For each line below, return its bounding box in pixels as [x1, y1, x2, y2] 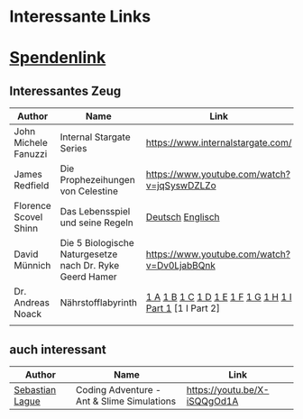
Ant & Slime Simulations [75, 395, 177, 407]
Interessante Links [9, 6, 151, 27]
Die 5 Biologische [60, 237, 135, 250]
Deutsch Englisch [145, 211, 220, 223]
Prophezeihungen [60, 174, 135, 187]
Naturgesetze [60, 248, 118, 260]
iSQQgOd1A [186, 395, 239, 407]
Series [60, 142, 87, 155]
